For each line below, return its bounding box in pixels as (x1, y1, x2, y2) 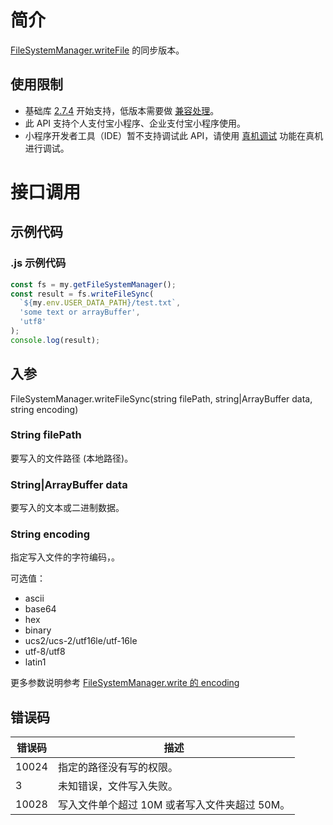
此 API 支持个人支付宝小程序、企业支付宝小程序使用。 (24, 117, 247, 129)
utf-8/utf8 (24, 646, 66, 658)
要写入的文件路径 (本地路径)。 (10, 452, 134, 464)
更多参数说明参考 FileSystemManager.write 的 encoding (10, 677, 240, 689)
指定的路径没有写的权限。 (57, 761, 178, 775)
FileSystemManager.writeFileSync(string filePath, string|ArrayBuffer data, (10, 392, 313, 405)
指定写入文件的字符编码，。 (10, 551, 120, 563)
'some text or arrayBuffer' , (19, 307, 141, 318)
